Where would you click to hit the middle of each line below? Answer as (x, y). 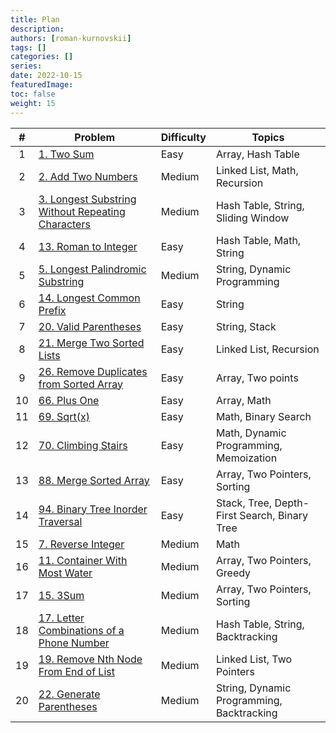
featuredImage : (42, 85)
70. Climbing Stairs (83, 445)
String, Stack (246, 326)
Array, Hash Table (257, 154)
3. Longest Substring (87, 199)
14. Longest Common (89, 298)
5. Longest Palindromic (92, 269)
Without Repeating (82, 211)
